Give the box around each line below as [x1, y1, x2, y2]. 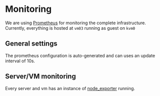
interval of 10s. [5, 58, 36, 64]
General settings [5, 40, 58, 48]
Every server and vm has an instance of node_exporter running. [5, 85, 135, 91]
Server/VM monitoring [5, 72, 76, 81]
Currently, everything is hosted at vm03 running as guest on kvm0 [5, 25, 135, 31]
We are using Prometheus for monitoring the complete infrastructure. [5, 20, 146, 26]
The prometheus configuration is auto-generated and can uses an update [5, 52, 155, 58]
